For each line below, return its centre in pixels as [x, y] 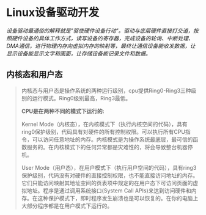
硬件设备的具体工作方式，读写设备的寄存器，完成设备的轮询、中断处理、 [102, 38]
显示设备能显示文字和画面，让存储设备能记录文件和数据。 [79, 53]
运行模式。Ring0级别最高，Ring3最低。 [82, 98]
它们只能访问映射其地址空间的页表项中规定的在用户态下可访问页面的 [107, 183]
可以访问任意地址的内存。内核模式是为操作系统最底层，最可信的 [112, 139]
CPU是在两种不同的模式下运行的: [63, 111]
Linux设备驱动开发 [53, 13]
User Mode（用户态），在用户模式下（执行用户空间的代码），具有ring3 [109, 167]
